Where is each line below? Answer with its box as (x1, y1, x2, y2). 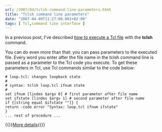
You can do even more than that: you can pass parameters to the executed (5, 49, 157, 55)
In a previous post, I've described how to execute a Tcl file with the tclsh (5, 34, 153, 40)
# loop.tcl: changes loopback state (5, 74, 81, 79)
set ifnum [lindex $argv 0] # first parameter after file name (5, 92, 138, 97)
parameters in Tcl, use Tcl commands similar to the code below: (5, 65, 135, 71)
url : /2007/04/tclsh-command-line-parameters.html (5, 7, 112, 12)
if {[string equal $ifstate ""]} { (5, 100, 79, 105)
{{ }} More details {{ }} (5, 122, 45, 128)
